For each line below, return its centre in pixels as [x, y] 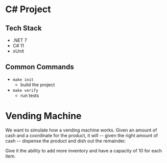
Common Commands [40, 67]
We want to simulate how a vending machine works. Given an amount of [81, 130]
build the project [38, 84]
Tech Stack [23, 28]
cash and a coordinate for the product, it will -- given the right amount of [82, 135]
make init [23, 80]
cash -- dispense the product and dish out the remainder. [66, 141]
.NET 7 [20, 40]
